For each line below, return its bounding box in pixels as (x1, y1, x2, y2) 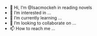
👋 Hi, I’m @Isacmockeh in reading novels (9, 5, 92, 10)
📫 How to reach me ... (9, 26, 55, 31)
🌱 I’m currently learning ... (9, 15, 62, 20)
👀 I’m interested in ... (9, 10, 51, 16)
